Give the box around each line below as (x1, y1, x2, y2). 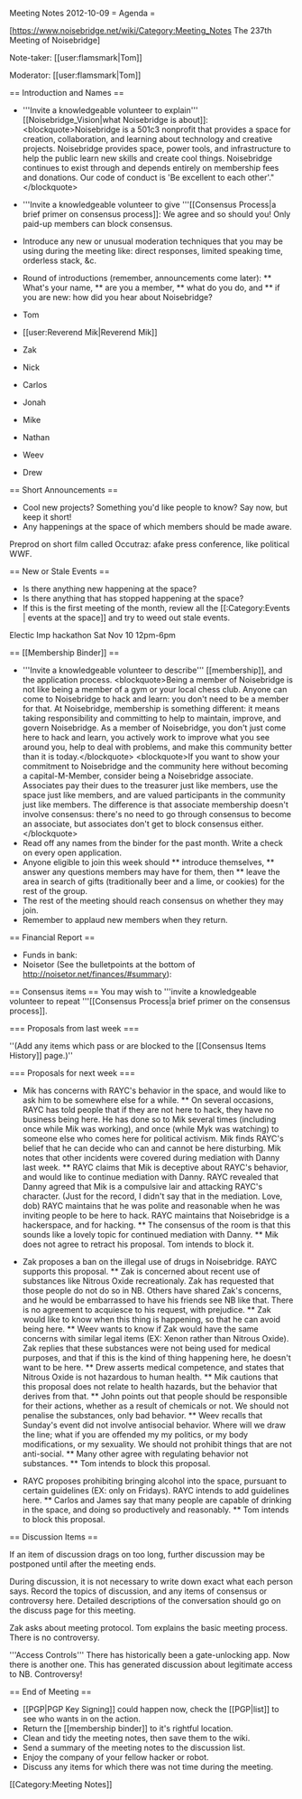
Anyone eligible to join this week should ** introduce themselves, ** (22, 857, 275, 867)
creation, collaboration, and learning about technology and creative (22, 134, 273, 144)
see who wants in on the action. (22, 1713, 142, 1724)
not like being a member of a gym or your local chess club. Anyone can (22, 684, 288, 694)
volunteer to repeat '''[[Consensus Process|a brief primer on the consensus (9, 996, 291, 1006)
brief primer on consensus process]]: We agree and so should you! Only (22, 209, 291, 220)
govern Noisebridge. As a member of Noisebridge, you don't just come (22, 722, 287, 733)
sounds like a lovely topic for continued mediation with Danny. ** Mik (22, 1229, 279, 1239)
